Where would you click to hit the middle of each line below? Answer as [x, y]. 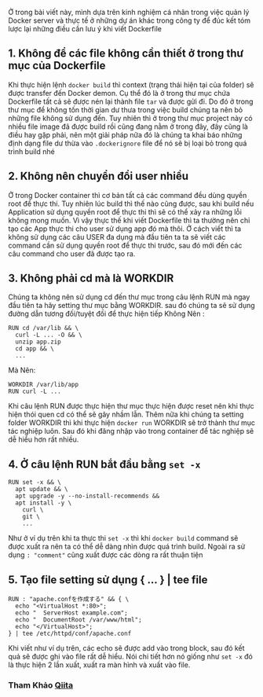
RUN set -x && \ [35, 482]
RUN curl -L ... [35, 392]
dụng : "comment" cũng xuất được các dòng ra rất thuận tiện [106, 555]
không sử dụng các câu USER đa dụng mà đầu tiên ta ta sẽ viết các [117, 237]
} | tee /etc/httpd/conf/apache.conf [70, 634]
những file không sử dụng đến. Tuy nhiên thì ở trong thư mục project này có [130, 118]
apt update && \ [42, 490]
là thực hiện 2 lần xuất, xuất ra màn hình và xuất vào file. [99, 665]
